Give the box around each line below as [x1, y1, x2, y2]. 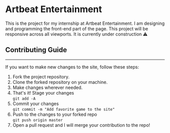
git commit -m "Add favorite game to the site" [12, 107, 115, 112]
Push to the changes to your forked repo [12, 111, 97, 117]
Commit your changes [12, 100, 59, 107]
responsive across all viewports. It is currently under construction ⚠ [5, 31, 148, 37]
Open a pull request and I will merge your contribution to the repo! [12, 122, 150, 128]
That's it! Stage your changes [12, 90, 74, 96]
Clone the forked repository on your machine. [12, 79, 108, 85]
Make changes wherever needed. [12, 84, 82, 91]
